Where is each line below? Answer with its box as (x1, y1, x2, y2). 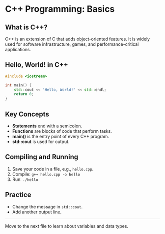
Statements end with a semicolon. (12, 123, 82, 129)
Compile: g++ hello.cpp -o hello (12, 171, 80, 177)
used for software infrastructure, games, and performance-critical (5, 41, 139, 47)
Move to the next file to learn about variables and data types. (5, 223, 129, 229)
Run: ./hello (12, 176, 38, 182)
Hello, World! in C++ (5, 60, 69, 69)
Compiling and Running (5, 153, 79, 161)
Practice (5, 191, 31, 199)
